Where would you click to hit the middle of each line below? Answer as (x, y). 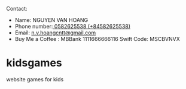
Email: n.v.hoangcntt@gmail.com (55, 33)
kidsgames (34, 63)
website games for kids (35, 79)
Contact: (17, 9)
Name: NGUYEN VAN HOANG (51, 20)
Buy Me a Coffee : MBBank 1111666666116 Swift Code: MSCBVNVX (97, 39)
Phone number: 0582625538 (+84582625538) (72, 26)
